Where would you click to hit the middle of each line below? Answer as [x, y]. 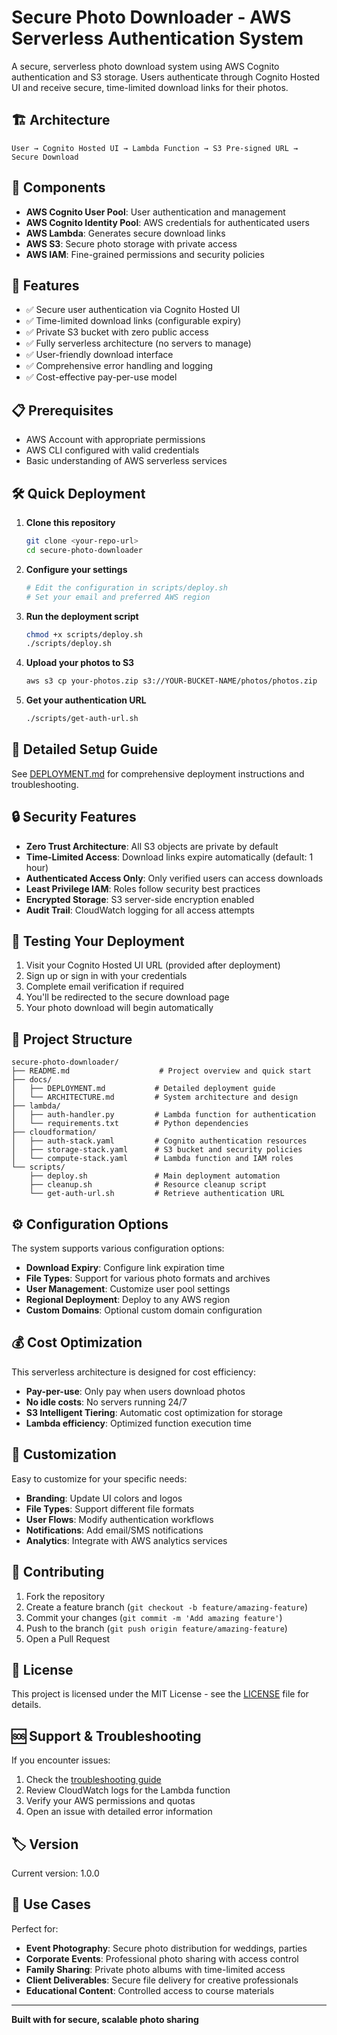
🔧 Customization [64, 1454]
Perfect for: [35, 1928]
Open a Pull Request [68, 1638]
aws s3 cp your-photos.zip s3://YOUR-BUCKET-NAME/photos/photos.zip [171, 681]
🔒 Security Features [74, 817]
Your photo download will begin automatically [119, 1008]
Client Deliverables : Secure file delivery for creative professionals [162, 1980]
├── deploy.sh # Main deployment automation [155, 1176]
